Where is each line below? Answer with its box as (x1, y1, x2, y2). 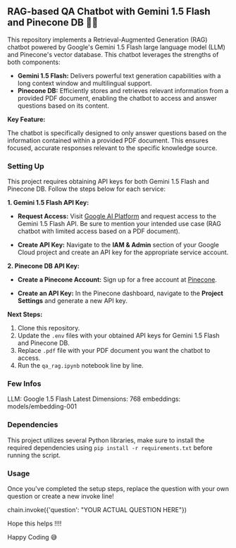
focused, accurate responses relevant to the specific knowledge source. (7, 144, 218, 152)
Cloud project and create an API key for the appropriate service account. (17, 248, 229, 256)
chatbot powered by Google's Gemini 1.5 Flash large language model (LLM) (7, 42, 225, 51)
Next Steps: (7, 310, 43, 319)
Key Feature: (7, 115, 46, 123)
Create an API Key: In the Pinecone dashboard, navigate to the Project (17, 289, 223, 298)
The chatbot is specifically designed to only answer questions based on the (7, 128, 227, 137)
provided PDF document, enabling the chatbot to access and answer (17, 94, 217, 102)
